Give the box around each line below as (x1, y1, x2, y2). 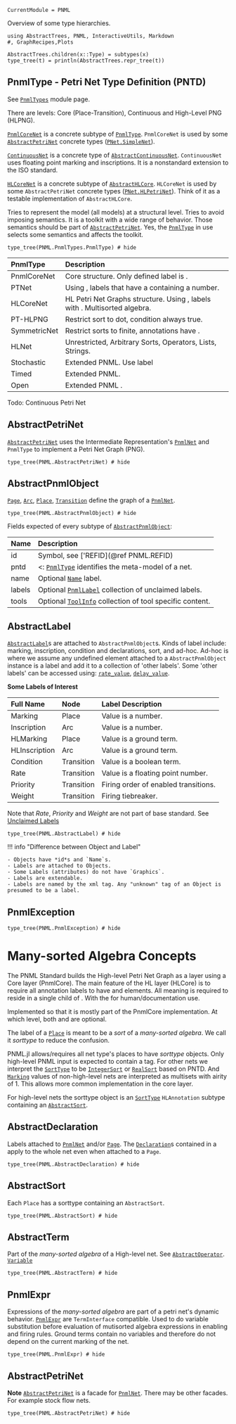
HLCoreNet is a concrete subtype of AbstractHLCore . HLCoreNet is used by (7, 179, 217, 188)
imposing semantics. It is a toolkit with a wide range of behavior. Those (7, 215, 213, 224)
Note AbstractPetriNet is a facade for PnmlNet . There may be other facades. (7, 1389, 228, 1397)
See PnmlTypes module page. (7, 95, 90, 103)
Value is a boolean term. (101, 757, 181, 767)
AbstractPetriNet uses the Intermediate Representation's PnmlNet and (7, 437, 209, 446)
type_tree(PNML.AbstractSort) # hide (7, 1212, 118, 1219)
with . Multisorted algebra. (65, 303, 152, 312)
